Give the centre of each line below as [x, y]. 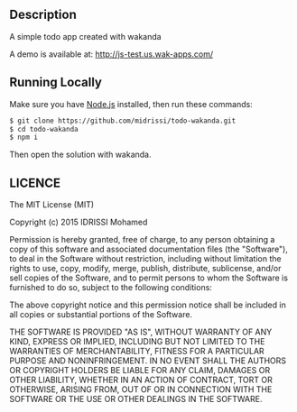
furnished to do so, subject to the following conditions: [111, 288]
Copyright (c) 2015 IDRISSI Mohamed [79, 222]
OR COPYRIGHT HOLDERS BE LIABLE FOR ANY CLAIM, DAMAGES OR [140, 371]
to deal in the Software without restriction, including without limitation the [145, 259]
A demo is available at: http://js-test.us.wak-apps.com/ [111, 54]
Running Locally [56, 82]
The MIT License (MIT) [52, 205]
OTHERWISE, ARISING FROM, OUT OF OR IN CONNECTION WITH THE [141, 389]
